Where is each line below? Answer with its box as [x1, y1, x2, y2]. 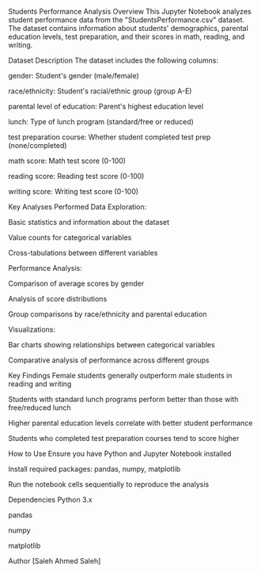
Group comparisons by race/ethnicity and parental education [8, 309, 207, 319]
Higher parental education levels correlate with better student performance [8, 419, 253, 427]
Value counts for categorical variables [8, 233, 132, 242]
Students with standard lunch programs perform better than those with [8, 395, 239, 404]
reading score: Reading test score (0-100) [8, 172, 145, 180]
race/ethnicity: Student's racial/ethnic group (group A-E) [8, 86, 192, 96]
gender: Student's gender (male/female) [8, 71, 140, 80]
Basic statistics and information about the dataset [8, 218, 170, 226]
